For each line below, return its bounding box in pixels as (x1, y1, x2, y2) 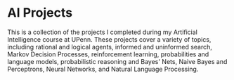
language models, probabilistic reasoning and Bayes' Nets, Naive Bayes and (7, 57, 228, 65)
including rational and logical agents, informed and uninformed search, (7, 42, 213, 51)
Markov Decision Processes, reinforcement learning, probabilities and (7, 50, 209, 58)
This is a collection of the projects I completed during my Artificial (7, 28, 198, 36)
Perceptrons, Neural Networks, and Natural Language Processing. (7, 65, 199, 73)
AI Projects (7, 5, 72, 21)
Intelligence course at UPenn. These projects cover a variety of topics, (7, 35, 212, 43)
